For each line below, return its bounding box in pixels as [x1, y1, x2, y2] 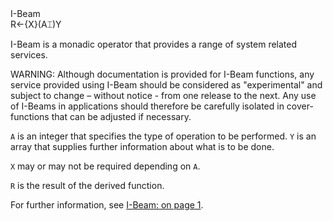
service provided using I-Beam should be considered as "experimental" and [10, 79, 323, 91]
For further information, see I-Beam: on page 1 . [10, 199, 204, 211]
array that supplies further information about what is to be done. [10, 141, 275, 152]
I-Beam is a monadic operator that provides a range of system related [10, 38, 298, 50]
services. [10, 49, 48, 61]
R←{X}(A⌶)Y [10, 18, 62, 30]
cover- [286, 100, 314, 112]
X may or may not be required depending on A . [10, 160, 201, 172]
